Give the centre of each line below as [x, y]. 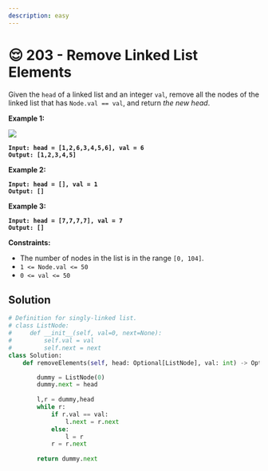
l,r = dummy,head [65, 400]
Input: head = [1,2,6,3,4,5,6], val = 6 [77, 148]
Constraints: [30, 242]
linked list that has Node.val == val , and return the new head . [109, 103]
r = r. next [69, 444]
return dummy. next [67, 459]
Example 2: [27, 169]
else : [60, 429]
